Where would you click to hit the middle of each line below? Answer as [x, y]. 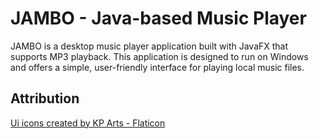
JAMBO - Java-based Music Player [158, 18]
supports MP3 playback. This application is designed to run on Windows [159, 56]
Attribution [45, 98]
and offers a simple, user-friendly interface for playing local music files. [157, 67]
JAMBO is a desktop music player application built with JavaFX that [149, 46]
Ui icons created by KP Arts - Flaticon [88, 123]
